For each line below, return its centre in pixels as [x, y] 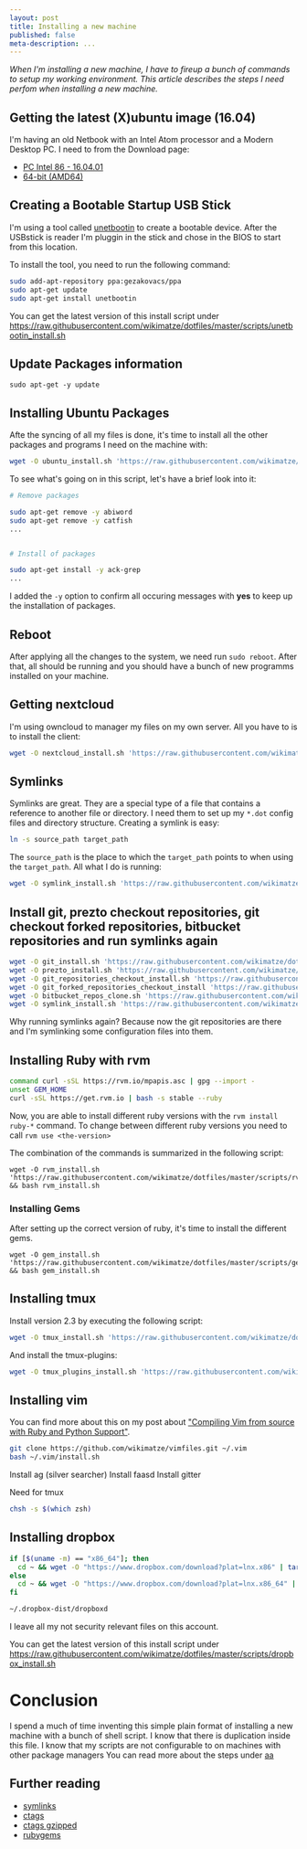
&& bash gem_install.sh [55, 1270]
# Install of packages [53, 554]
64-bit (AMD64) [53, 177]
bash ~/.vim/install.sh [55, 1457]
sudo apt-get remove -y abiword [71, 512]
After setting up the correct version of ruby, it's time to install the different [148, 1228]
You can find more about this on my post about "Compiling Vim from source [152, 1422]
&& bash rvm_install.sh [55, 1185]
